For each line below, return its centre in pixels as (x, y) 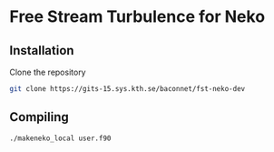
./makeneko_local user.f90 (60, 138)
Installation (42, 51)
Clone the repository (48, 72)
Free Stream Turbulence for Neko (137, 17)
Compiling (39, 117)
